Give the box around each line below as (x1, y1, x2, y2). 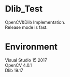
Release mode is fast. (5, 24, 48, 30)
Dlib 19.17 (5, 67, 23, 73)
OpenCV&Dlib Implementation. (5, 19, 66, 25)
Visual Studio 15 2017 (5, 57, 47, 63)
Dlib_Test (5, 3, 42, 14)
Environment (5, 41, 58, 52)
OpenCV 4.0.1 (5, 62, 32, 68)
